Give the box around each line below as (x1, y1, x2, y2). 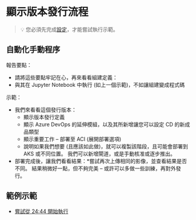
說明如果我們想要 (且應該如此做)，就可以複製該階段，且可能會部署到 (23, 143, 188, 150)
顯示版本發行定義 (23, 113, 65, 120)
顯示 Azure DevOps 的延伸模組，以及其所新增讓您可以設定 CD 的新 (23, 121, 185, 128)
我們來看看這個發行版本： (14, 106, 77, 113)
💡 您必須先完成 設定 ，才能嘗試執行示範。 (20, 26, 119, 33)
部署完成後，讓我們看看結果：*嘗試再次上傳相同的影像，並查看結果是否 (14, 157, 187, 164)
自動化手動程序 (6, 45, 60, 55)
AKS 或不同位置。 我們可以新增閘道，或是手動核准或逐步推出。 (23, 150, 176, 157)
